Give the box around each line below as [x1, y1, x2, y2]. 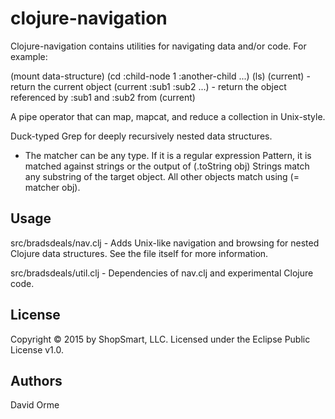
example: [10, 50, 48, 62]
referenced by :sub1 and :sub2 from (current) [10, 91, 196, 103]
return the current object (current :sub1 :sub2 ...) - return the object [10, 80, 287, 92]
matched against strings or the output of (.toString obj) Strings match [24, 160, 310, 172]
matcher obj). [24, 181, 81, 193]
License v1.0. [10, 343, 64, 356]
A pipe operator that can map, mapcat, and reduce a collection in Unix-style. [10, 110, 326, 122]
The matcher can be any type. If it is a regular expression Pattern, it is [24, 149, 312, 161]
